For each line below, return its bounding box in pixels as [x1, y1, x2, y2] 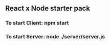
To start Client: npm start [5, 19, 69, 27]
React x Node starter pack [5, 4, 91, 13]
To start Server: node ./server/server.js [5, 33, 105, 40]
